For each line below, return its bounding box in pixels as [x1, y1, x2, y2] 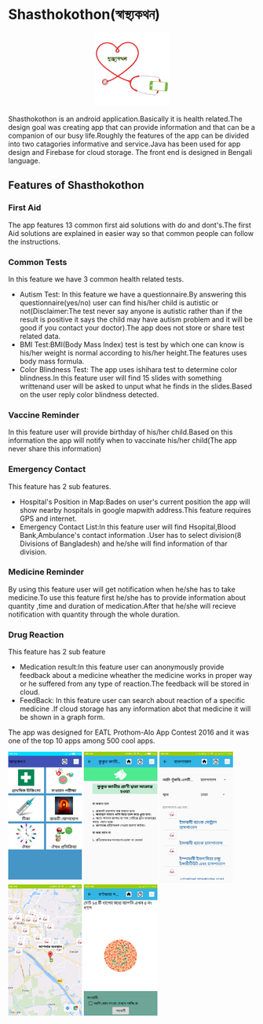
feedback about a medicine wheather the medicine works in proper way [19, 671, 253, 680]
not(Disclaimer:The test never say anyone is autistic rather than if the [19, 306, 243, 315]
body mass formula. [19, 356, 85, 366]
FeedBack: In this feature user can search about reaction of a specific [19, 696, 246, 705]
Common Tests [8, 256, 68, 267]
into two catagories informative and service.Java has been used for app [8, 139, 241, 149]
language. [8, 156, 41, 165]
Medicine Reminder [8, 566, 85, 577]
